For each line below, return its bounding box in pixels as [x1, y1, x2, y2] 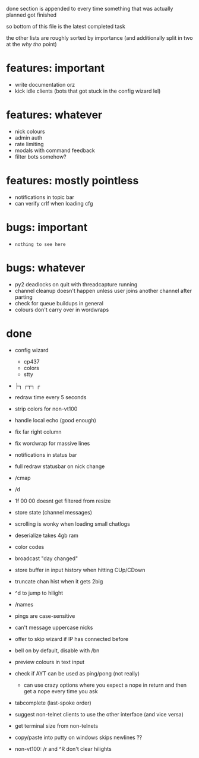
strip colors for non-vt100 [14, 405, 78, 412]
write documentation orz [14, 81, 75, 88]
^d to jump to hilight [14, 589, 64, 596]
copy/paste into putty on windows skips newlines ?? [14, 734, 143, 741]
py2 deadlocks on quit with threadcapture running [14, 280, 138, 288]
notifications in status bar [14, 451, 77, 458]
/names [14, 601, 34, 608]
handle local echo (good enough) [14, 416, 97, 424]
